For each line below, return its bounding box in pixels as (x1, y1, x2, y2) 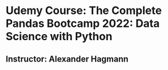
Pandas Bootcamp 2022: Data (5, 16, 160, 30)
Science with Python (5, 30, 113, 43)
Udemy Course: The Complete (5, 4, 162, 18)
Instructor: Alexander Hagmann (5, 54, 129, 64)
